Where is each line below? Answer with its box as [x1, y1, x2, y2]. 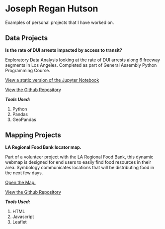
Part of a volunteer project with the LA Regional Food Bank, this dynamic [5, 154, 154, 160]
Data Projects [5, 34, 48, 42]
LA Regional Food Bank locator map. [5, 144, 82, 150]
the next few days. [5, 170, 43, 176]
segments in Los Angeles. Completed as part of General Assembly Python [5, 62, 157, 68]
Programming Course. [5, 67, 51, 73]
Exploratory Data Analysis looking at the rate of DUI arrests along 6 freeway [5, 57, 161, 63]
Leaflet [12, 219, 27, 225]
